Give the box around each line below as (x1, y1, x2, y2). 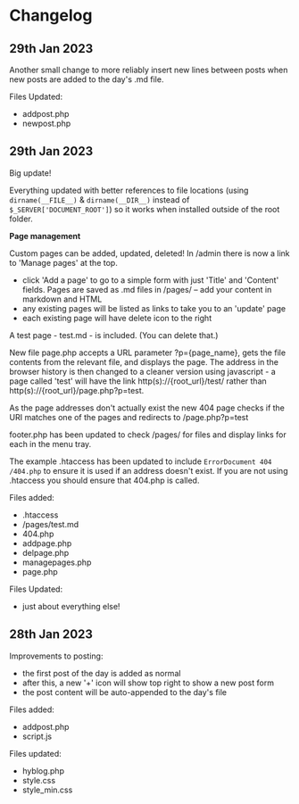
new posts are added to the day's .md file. (9, 74, 164, 85)
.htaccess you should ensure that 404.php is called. (9, 475, 200, 485)
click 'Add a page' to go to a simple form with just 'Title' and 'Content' (21, 274, 279, 286)
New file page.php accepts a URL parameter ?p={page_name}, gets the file (9, 347, 287, 358)
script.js (21, 731, 52, 742)
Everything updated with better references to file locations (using (9, 185, 249, 195)
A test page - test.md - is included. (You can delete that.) (9, 329, 219, 340)
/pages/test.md (21, 518, 79, 529)
